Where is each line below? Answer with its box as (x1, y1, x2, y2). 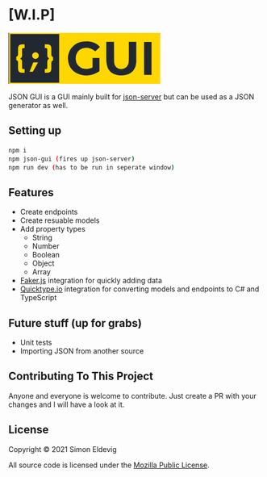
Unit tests (19, 337, 52, 347)
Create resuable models (19, 215, 100, 225)
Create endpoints (19, 207, 78, 217)
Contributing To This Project (8, 370, 154, 383)
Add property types (19, 224, 86, 234)
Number (31, 241, 60, 251)
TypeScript (19, 293, 57, 303)
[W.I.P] (8, 6, 56, 24)
